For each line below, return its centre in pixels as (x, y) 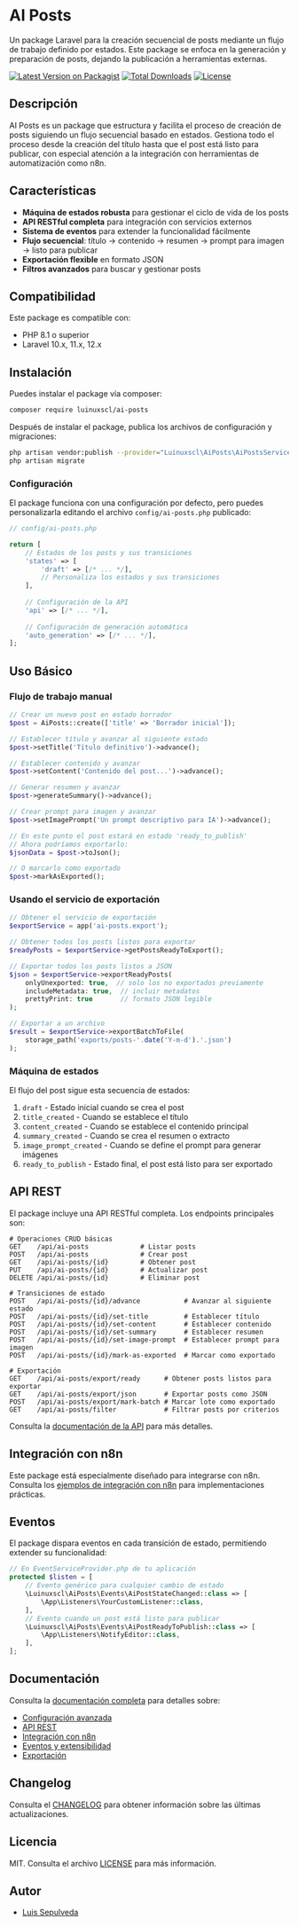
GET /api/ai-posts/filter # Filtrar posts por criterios (144, 1409)
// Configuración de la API (77, 603)
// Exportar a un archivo (57, 1024)
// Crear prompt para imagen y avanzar (83, 812)
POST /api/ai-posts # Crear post (99, 1254)
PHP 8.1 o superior (56, 335)
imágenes (40, 1155)
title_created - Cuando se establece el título (105, 1117)
